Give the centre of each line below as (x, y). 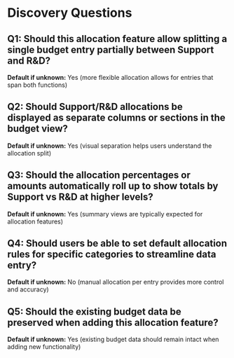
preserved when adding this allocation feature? (113, 323)
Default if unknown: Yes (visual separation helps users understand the (110, 146)
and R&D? (29, 61)
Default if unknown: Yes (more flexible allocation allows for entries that (110, 77)
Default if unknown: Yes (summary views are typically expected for (105, 214)
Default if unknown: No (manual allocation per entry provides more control (116, 282)
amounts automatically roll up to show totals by (113, 186)
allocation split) (29, 153)
